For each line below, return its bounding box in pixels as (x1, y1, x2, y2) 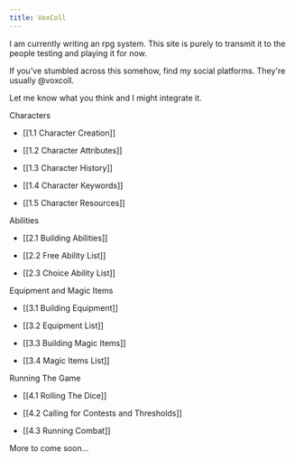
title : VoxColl (9, 13, 67, 23)
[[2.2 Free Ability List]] (22, 249, 106, 260)
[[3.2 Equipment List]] (22, 320, 104, 331)
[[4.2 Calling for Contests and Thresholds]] (22, 408, 182, 419)
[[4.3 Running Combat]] (22, 425, 111, 436)
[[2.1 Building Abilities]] (22, 232, 108, 243)
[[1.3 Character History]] (22, 162, 113, 173)
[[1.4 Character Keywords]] (22, 180, 124, 191)
